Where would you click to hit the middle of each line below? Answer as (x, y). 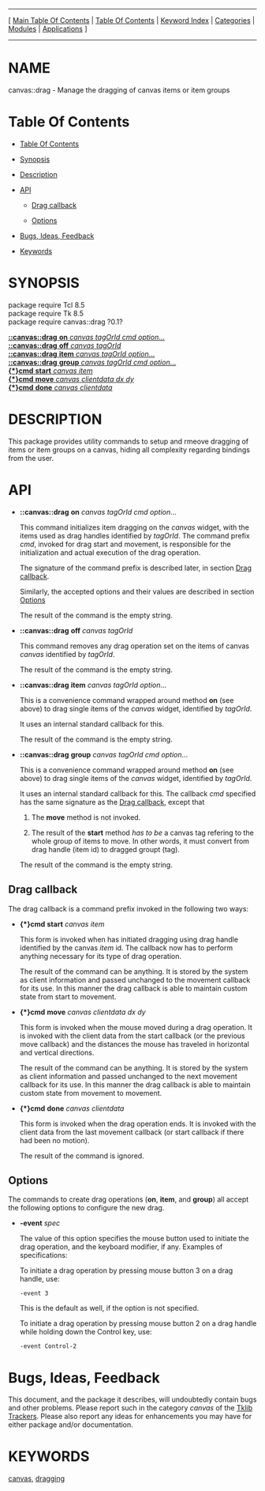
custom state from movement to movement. (91, 1093)
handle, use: (40, 1279)
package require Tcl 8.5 (47, 304)
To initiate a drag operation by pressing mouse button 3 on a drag (126, 1270)
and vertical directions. (57, 1052)
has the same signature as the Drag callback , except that (112, 802)
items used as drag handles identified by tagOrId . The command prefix (134, 535)
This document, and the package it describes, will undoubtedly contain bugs (132, 1399)
